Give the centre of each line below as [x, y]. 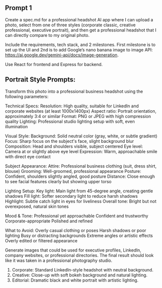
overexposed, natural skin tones [37, 206]
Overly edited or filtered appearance [41, 240]
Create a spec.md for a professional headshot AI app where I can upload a [79, 19]
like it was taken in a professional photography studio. [59, 260]
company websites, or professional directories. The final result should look [79, 255]
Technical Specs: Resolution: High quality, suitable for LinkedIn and [72, 106]
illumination [16, 126]
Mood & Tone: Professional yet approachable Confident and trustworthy [77, 216]
